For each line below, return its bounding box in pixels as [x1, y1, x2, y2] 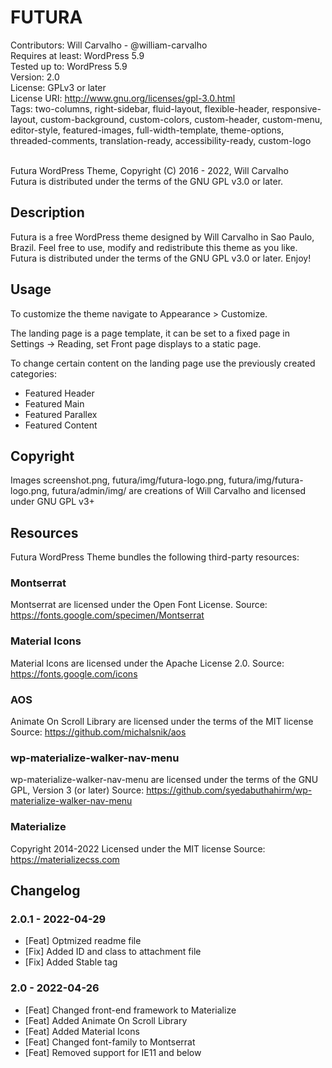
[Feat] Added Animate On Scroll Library [24, 1014, 188, 1026]
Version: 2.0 [10, 71, 60, 83]
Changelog [10, 882, 81, 900]
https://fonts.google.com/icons [10, 667, 138, 680]
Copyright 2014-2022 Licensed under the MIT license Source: [10, 842, 266, 855]
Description [10, 204, 85, 221]
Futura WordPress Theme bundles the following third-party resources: [10, 551, 300, 563]
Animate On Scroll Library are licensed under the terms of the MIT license [10, 716, 314, 728]
